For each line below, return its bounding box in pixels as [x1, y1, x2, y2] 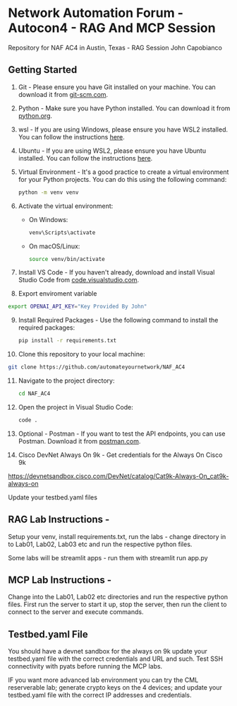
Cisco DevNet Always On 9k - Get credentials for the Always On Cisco [18, 451, 223, 459]
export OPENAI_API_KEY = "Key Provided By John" [8, 303, 147, 311]
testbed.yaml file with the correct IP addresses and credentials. [8, 691, 193, 700]
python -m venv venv [18, 189, 79, 196]
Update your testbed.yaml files [8, 493, 98, 502]
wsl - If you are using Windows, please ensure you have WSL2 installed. [18, 125, 229, 134]
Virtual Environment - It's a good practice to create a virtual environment [18, 168, 229, 176]
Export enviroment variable [18, 289, 97, 298]
